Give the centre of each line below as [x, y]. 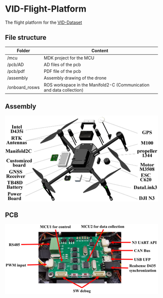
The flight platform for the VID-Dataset [44, 22]
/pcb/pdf [16, 71]
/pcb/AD [16, 65]
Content [100, 51]
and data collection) [64, 90]
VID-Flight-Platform [46, 9]
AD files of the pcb [62, 65]
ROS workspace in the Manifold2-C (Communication [96, 85]
